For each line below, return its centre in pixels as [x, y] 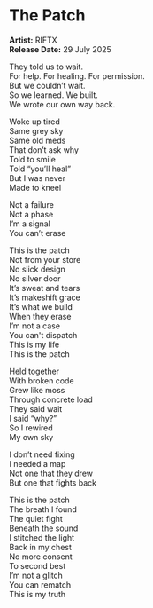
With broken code [42, 380]
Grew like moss [37, 390]
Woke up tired [34, 122]
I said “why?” [33, 418]
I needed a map [38, 463]
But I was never [38, 178]
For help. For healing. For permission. [77, 75]
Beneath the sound [44, 528]
